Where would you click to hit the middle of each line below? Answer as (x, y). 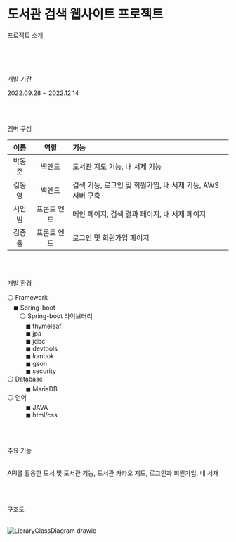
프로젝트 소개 (25, 35)
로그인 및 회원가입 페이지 (111, 238)
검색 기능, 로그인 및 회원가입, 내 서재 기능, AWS (146, 185)
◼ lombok (40, 355)
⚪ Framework (27, 297)
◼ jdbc (35, 341)
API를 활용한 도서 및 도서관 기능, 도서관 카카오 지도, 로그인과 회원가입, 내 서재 (113, 473)
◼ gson (37, 363)
